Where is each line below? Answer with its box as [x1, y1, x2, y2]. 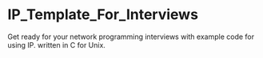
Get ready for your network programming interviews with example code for [7, 32, 255, 41]
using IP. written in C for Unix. [7, 40, 106, 49]
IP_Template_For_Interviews [7, 6, 199, 24]
